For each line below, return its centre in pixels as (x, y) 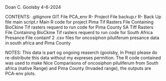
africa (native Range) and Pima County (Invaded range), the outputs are (78, 68)
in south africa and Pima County (38, 43)
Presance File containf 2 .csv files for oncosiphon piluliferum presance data (82, 38)
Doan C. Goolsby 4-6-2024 (33, 7)
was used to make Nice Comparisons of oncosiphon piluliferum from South (82, 63)
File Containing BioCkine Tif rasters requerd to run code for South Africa (79, 32)
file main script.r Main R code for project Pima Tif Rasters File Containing (79, 22)
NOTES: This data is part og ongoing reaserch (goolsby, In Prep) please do (81, 52)
